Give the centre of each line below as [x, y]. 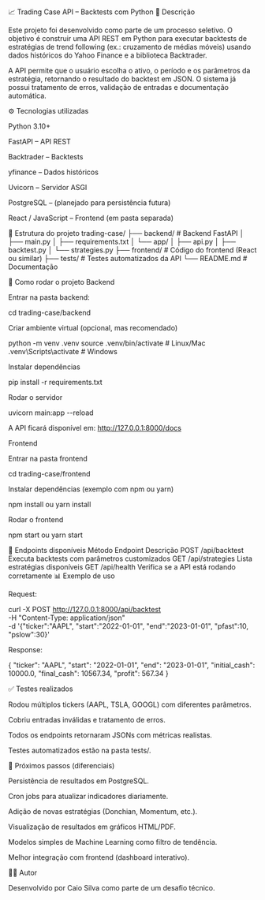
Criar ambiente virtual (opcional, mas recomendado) [93, 328]
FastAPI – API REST [39, 142]
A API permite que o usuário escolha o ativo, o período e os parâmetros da [129, 71]
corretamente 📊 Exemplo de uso [62, 576]
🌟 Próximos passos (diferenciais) [62, 766]
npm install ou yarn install [50, 504]
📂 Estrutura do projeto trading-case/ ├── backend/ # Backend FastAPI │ [126, 233]
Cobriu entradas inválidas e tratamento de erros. [87, 720]
